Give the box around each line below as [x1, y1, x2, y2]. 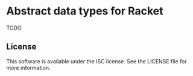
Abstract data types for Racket [6, 4, 163, 18]
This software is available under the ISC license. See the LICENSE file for [6, 57, 187, 65]
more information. [6, 64, 51, 71]
